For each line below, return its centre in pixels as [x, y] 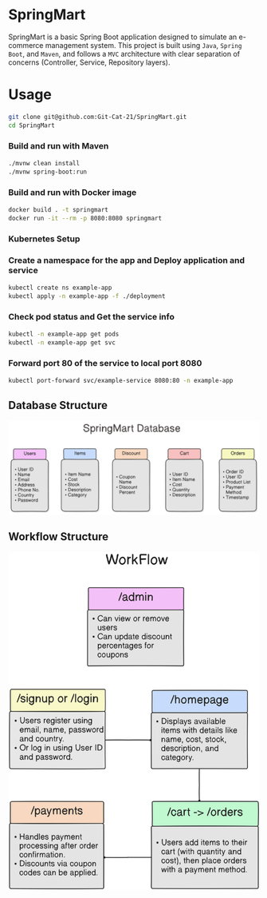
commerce [26, 45]
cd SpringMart [32, 125]
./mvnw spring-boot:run [48, 172]
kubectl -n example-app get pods [64, 334]
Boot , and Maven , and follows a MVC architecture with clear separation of [124, 54]
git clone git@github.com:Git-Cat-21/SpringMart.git [98, 117]
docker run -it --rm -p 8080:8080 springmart [85, 218]
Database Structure [58, 405]
